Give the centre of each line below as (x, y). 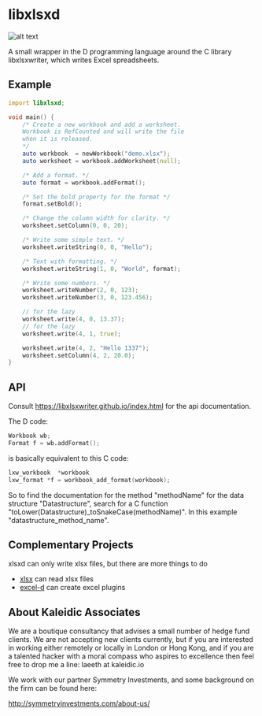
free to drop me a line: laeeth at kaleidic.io (76, 665)
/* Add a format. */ (56, 175)
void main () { (31, 117)
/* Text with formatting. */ (70, 262)
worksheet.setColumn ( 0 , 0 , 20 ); (75, 226)
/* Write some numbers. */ (66, 283)
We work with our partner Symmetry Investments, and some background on (131, 680)
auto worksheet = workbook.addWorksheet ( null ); (101, 161)
